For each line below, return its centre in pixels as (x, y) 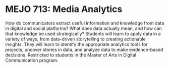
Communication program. (32, 60)
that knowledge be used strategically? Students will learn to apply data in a (83, 33)
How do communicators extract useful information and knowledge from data (85, 23)
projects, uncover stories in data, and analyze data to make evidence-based (84, 49)
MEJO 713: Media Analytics (64, 9)
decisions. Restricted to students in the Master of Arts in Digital (71, 55)
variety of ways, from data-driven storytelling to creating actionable (76, 39)
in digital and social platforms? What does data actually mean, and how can (84, 28)
